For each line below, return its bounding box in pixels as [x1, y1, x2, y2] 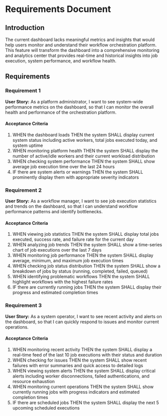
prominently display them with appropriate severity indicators [12, 174, 139, 180]
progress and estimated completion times [12, 290, 98, 296]
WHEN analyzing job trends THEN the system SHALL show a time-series [12, 242, 162, 248]
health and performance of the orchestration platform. [5, 109, 116, 115]
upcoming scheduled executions [12, 405, 80, 411]
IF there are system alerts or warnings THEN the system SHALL [12, 169, 143, 175]
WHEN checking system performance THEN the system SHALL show [12, 158, 155, 164]
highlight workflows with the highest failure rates [12, 279, 113, 285]
